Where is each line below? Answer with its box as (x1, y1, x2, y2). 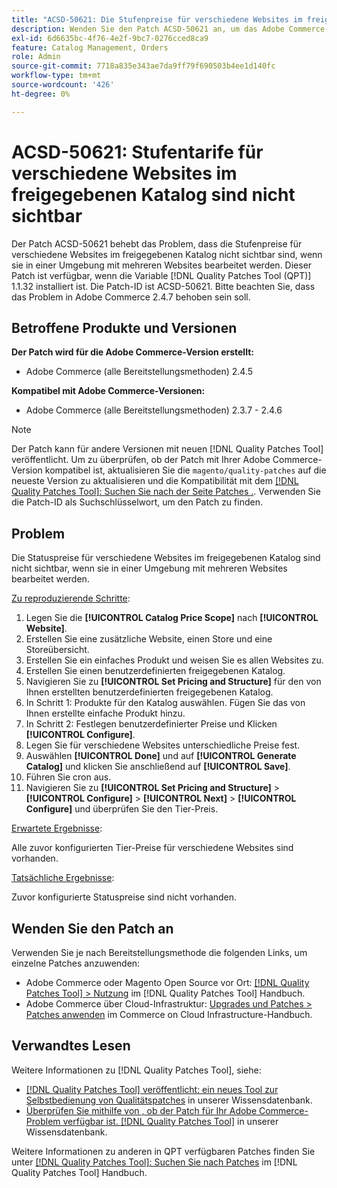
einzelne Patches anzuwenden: (11, 957, 141, 969)
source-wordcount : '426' (11, 80, 115, 90)
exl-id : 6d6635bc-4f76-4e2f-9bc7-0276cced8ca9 (11, 33, 209, 43)
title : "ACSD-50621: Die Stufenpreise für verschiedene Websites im (11, 14, 303, 25)
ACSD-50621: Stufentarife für (11, 141, 264, 163)
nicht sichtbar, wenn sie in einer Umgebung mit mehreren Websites (11, 562, 288, 575)
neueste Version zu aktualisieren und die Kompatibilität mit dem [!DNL (11, 475, 299, 487)
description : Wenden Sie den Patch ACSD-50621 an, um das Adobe (11, 24, 285, 34)
